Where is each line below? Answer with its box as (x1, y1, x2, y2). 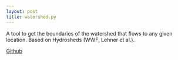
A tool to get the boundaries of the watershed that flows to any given (6, 30, 173, 37)
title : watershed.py (6, 14, 57, 20)
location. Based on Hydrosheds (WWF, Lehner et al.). (6, 36, 135, 43)
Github (6, 47, 22, 54)
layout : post (6, 8, 38, 15)
